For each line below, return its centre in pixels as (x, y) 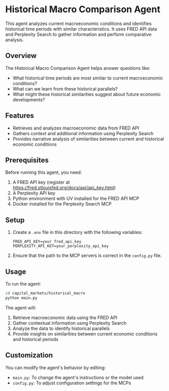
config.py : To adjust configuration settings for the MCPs (72, 383)
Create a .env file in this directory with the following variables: (77, 232)
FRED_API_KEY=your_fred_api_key (47, 242)
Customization (29, 355)
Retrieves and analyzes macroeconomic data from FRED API (76, 128)
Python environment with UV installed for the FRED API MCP (76, 199)
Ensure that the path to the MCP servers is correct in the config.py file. (87, 255)
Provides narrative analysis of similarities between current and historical (88, 139)
